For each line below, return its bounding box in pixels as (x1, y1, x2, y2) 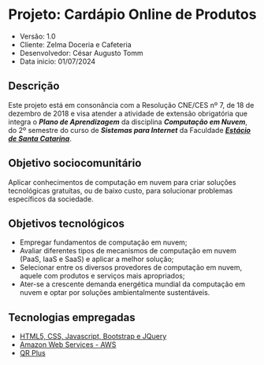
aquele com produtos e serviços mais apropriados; (19, 271, 185, 281)
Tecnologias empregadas (8, 311, 136, 324)
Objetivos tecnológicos (8, 216, 125, 230)
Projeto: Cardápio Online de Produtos (8, 6, 257, 24)
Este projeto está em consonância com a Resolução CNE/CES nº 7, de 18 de (8, 100, 255, 109)
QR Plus (19, 348, 46, 358)
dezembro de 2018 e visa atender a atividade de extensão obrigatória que (8, 109, 248, 118)
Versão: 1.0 (19, 31, 56, 41)
